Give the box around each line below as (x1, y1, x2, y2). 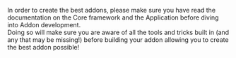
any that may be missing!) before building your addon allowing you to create (7, 36, 229, 44)
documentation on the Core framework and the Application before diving (7, 13, 219, 22)
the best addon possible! (7, 43, 80, 51)
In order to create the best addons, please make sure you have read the (7, 6, 216, 14)
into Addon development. (7, 21, 81, 29)
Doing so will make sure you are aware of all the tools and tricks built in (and (7, 28, 230, 36)
